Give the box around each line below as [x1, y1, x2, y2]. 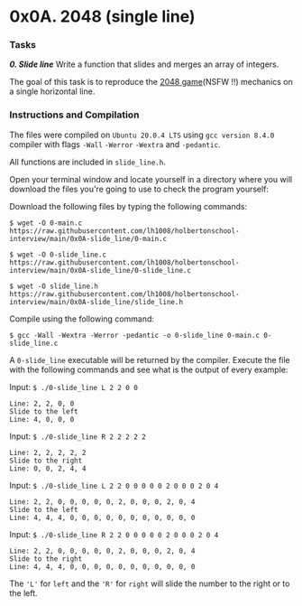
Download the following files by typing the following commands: [9, 200, 248, 211]
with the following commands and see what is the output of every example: [9, 364, 288, 375]
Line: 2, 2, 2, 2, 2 [9, 448, 87, 457]
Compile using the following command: [9, 313, 155, 324]
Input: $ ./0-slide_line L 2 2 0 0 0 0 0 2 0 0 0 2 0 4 [9, 480, 219, 490]
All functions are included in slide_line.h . [9, 156, 167, 167]
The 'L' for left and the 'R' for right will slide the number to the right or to [9, 578, 290, 589]
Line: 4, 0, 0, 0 [9, 415, 75, 424]
